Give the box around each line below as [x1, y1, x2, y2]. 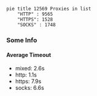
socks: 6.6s [15, 84, 45, 92]
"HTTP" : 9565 [17, 11, 53, 17]
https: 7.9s [15, 78, 41, 85]
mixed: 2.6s [15, 65, 45, 72]
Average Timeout [6, 51, 51, 58]
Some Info [6, 35, 38, 44]
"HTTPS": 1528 [17, 17, 53, 23]
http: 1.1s [15, 71, 37, 79]
